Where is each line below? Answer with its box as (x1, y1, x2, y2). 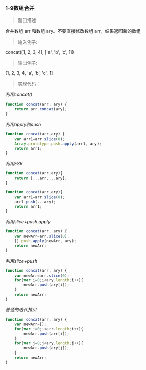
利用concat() (5, 91, 33, 98)
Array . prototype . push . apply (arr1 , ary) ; (14, 141, 102, 146)
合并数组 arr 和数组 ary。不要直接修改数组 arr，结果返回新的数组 (5, 28, 141, 34)
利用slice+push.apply (5, 219, 51, 225)
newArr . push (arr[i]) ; (23, 331, 70, 337)
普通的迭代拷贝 (5, 306, 37, 313)
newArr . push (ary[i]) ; (23, 282, 70, 288)
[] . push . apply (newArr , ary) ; (14, 239, 77, 244)
